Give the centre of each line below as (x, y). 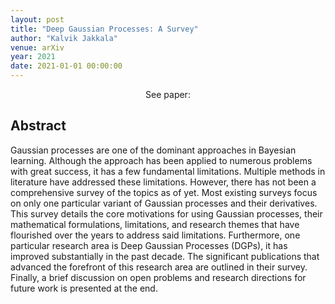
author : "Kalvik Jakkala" (64, 38)
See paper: (168, 94)
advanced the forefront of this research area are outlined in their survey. (159, 267)
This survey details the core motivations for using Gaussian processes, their (166, 213)
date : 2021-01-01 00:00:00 (66, 66)
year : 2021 (33, 57)
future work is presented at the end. (84, 288)
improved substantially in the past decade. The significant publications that (165, 256)
